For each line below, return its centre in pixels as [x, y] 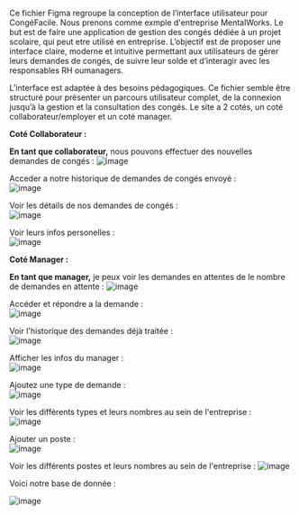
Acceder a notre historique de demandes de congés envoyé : [123, 178]
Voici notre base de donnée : [63, 483]
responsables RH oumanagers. [67, 70]
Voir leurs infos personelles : [62, 232]
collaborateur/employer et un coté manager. [91, 117]
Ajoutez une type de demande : [68, 385]
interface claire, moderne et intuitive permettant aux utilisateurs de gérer [144, 51]
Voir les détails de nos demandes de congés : [94, 205]
